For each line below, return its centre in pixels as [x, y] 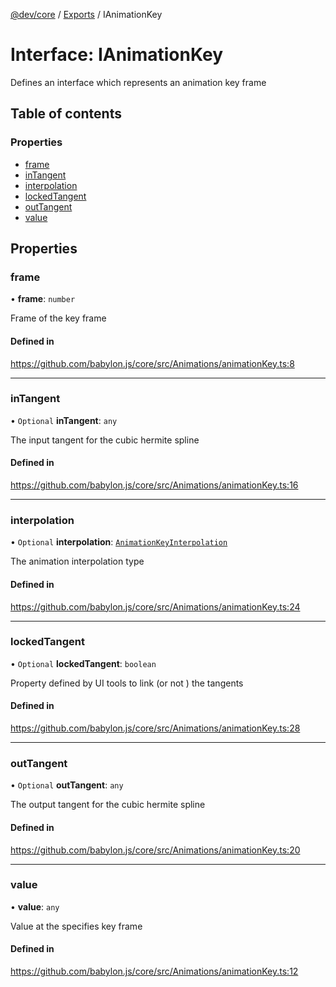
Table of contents [66, 114]
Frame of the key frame [58, 318]
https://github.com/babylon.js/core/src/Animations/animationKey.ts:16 [154, 485]
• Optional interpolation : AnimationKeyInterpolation [119, 542]
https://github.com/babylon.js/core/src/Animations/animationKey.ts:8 [152, 363]
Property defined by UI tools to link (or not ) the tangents [127, 683]
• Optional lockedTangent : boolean [83, 663]
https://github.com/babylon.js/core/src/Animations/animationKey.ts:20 [155, 850]
